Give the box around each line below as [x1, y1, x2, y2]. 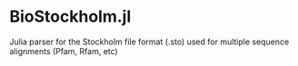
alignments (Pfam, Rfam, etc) [9, 45, 118, 56]
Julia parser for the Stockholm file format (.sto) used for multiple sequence [9, 36, 290, 47]
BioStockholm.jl [9, 6, 132, 27]
